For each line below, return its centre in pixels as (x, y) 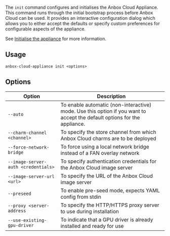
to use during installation (90, 211)
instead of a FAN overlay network (100, 153)
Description (111, 96)
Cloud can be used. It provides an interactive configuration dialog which (80, 18)
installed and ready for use (92, 226)
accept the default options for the (100, 117)
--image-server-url (31, 176)
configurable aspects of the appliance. (46, 29)
